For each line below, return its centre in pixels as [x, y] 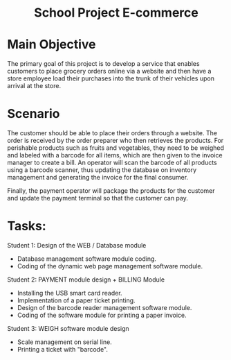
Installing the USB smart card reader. [70, 293]
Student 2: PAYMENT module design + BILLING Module [86, 280]
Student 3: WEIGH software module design [68, 328]
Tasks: [27, 226]
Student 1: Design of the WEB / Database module [77, 245]
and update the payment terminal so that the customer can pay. [98, 198]
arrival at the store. [34, 86]
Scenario [34, 114]
